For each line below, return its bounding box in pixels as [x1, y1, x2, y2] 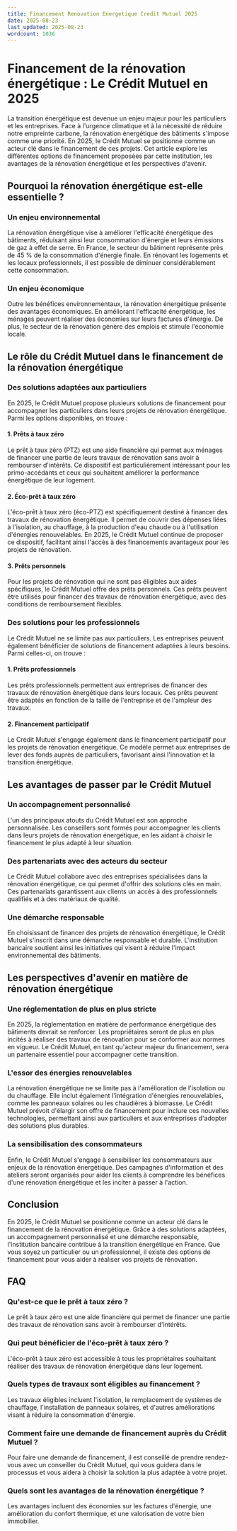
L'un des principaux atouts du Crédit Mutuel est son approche [7, 815, 187, 824]
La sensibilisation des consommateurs [7, 1139, 143, 1149]
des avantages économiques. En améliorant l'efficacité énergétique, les [7, 307, 216, 316]
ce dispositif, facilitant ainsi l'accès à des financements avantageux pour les [7, 538, 229, 546]
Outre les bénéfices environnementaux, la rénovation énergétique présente [7, 300, 226, 308]
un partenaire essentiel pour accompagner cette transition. [7, 1050, 179, 1059]
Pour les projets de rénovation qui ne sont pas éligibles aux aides [7, 577, 197, 586]
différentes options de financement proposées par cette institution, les [7, 152, 213, 160]
